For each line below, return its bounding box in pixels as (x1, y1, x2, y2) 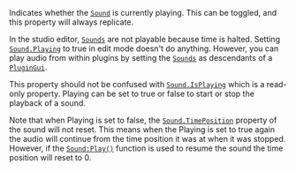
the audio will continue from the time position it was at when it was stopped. (9, 134, 286, 144)
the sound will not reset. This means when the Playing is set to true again (9, 124, 276, 135)
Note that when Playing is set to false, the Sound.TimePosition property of (9, 115, 277, 125)
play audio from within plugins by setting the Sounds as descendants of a (9, 53, 273, 63)
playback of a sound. (9, 98, 86, 108)
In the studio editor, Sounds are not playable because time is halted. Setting (9, 34, 281, 44)
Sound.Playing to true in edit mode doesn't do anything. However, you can (9, 43, 279, 54)
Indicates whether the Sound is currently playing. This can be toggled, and (9, 8, 277, 18)
